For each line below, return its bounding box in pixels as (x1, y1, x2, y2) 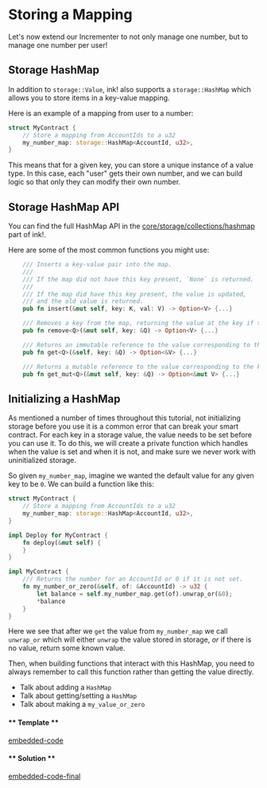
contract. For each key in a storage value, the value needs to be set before (8, 430, 253, 440)
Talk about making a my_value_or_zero (19, 700, 145, 709)
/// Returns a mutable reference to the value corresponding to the (22, 363, 254, 371)
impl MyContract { (8, 568, 69, 576)
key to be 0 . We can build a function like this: (8, 479, 155, 489)
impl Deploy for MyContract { (8, 531, 109, 539)
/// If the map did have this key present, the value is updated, (22, 290, 247, 298)
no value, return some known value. (8, 643, 126, 653)
